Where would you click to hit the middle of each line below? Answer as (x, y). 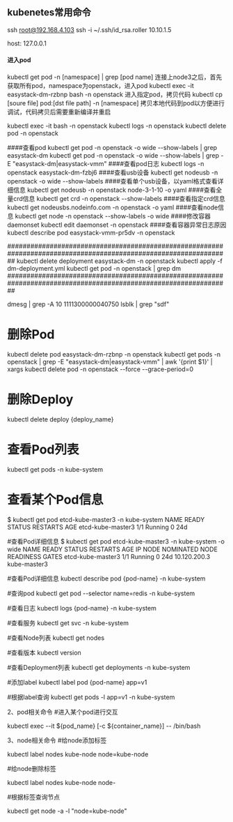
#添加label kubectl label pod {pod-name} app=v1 (77, 682)
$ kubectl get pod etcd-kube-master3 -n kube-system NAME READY (106, 519)
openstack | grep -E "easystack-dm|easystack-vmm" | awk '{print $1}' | (110, 361)
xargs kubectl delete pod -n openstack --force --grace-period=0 (100, 369)
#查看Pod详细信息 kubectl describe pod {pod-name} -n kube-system (106, 578)
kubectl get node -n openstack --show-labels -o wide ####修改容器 (113, 216)
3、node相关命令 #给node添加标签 (57, 740)
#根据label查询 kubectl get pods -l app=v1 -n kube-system (91, 697)
